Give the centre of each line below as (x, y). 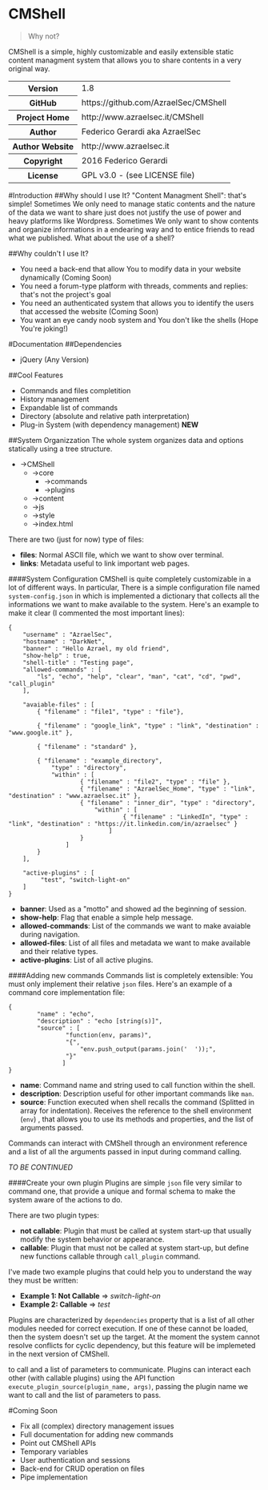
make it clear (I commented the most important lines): (97, 613)
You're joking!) (44, 328)
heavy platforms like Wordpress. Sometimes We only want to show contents (134, 220)
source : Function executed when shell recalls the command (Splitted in (137, 1101)
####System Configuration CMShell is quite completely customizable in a (130, 578)
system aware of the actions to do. (65, 1199)
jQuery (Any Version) (54, 359)
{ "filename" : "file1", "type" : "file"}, (110, 711)
